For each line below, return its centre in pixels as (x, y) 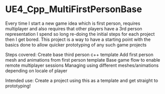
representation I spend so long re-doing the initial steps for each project (80, 34)
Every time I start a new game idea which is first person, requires (73, 23)
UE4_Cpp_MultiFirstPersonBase (74, 9)
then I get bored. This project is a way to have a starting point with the (78, 39)
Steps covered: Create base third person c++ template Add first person (79, 55)
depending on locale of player (36, 70)
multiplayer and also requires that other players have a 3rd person (74, 28)
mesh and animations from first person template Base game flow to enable (83, 60)
